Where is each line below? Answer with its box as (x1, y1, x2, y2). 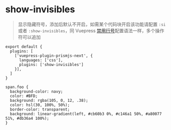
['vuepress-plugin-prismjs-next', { (14, 53, 93, 58)
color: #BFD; (10, 93, 38, 98)
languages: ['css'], (18, 57, 63, 62)
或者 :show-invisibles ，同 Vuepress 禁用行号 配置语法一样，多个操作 (17, 27, 164, 34)
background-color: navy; (10, 89, 63, 94)
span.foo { (5, 84, 29, 90)
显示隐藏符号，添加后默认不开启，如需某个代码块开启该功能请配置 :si (17, 21, 166, 27)
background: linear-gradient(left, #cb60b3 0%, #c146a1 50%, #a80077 (10, 111, 162, 116)
